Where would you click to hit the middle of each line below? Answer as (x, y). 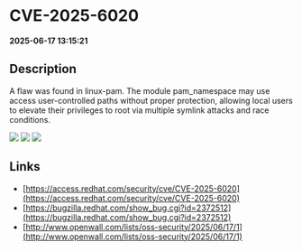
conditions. (30, 119)
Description (43, 69)
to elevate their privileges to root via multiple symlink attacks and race (139, 110)
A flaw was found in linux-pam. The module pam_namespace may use (140, 90)
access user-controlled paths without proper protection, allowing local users (151, 100)
